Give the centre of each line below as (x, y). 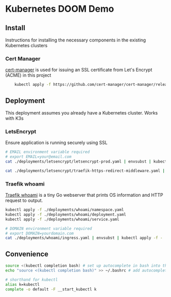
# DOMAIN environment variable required (49, 229)
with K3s (15, 118)
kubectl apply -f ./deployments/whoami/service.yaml (62, 219)
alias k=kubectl (22, 284)
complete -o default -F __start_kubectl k (51, 289)
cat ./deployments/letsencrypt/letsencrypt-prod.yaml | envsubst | (78, 162)
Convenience (27, 254)
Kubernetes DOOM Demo (60, 9)
